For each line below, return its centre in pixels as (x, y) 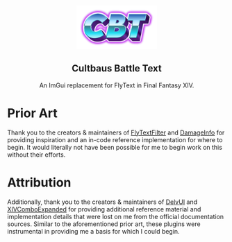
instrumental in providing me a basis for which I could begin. (93, 231)
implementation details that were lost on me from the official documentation (116, 216)
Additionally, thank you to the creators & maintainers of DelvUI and (102, 202)
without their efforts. (36, 155)
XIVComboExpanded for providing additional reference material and (104, 209)
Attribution (39, 182)
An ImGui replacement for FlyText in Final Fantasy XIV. (117, 85)
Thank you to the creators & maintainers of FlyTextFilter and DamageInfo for (116, 132)
